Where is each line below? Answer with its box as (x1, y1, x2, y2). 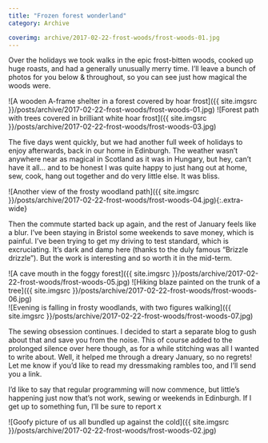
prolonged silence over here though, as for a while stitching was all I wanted (8, 344, 259, 353)
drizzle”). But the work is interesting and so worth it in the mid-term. (8, 253, 233, 263)
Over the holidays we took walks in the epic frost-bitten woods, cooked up (8, 55, 254, 65)
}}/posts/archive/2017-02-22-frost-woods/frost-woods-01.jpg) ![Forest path (8, 105, 259, 114)
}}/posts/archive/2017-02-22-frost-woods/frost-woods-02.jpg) (8, 425, 217, 436)
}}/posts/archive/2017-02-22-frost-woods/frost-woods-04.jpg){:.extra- (8, 195, 244, 205)
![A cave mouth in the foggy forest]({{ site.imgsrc (8, 269, 170, 278)
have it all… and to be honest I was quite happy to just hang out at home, (8, 163, 248, 173)
